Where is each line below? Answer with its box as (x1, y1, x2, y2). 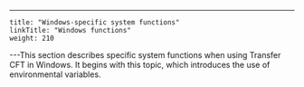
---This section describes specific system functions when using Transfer (9, 50, 281, 60)
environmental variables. (9, 69, 101, 80)
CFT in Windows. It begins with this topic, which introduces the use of (9, 60, 271, 70)
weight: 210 (9, 34, 54, 43)
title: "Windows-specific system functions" (9, 18, 180, 27)
